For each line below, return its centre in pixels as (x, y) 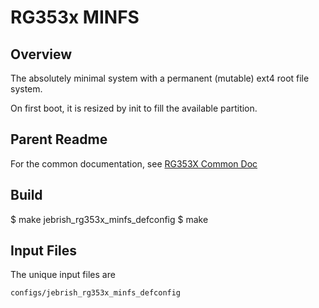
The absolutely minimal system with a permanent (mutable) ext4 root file (160, 78)
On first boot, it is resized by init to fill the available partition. (134, 108)
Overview (41, 54)
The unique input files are (63, 275)
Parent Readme (59, 139)
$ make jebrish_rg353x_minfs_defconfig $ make (109, 219)
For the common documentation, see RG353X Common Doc (134, 163)
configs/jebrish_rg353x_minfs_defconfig (96, 293)
